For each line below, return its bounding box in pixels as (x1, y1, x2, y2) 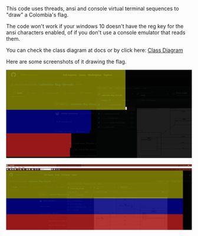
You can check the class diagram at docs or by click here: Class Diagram (6, 47, 183, 54)
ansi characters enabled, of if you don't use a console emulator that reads (6, 29, 186, 36)
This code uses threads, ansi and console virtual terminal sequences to (6, 5, 179, 12)
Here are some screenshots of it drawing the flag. (6, 58, 127, 65)
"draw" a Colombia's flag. (6, 11, 69, 18)
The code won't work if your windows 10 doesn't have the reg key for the (6, 23, 184, 29)
